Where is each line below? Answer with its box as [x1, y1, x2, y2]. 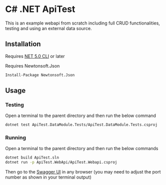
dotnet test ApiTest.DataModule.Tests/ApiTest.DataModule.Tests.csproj [5, 122, 157, 127]
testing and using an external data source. [5, 25, 92, 31]
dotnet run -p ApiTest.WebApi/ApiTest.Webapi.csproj [5, 160, 117, 165]
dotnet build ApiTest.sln [5, 155, 59, 160]
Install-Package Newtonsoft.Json [5, 72, 75, 77]
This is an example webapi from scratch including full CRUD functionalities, [5, 20, 160, 26]
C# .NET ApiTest [5, 3, 75, 15]
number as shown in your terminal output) [5, 174, 91, 180]
